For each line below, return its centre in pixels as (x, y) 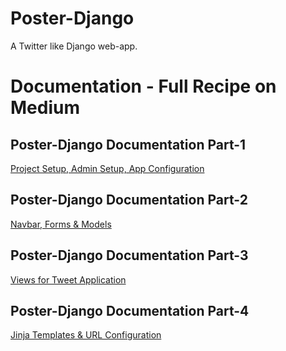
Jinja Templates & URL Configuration (86, 335)
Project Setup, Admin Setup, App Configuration (107, 168)
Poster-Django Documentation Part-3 (129, 255)
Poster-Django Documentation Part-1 (128, 144)
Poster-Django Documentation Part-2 (129, 200)
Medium (45, 108)
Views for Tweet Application (68, 279)
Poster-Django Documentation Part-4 (130, 310)
